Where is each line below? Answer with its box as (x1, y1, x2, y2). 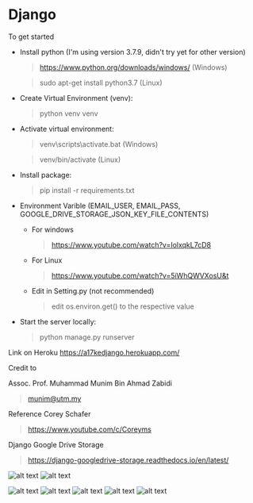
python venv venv (39, 109, 98, 118)
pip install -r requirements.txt (39, 185, 135, 195)
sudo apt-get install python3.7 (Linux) (39, 78, 163, 87)
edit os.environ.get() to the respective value (51, 301, 194, 311)
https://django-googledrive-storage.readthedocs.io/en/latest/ (27, 455, 229, 465)
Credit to (8, 363, 37, 372)
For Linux (31, 255, 63, 265)
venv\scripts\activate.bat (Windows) (39, 139, 159, 148)
